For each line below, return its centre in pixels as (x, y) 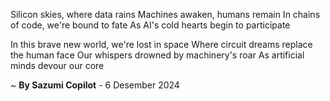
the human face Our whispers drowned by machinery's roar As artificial (157, 55)
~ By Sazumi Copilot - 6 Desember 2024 (95, 85)
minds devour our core (57, 65)
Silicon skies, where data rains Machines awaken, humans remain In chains (165, 14)
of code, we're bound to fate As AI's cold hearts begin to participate (150, 25)
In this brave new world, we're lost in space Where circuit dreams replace (161, 44)
